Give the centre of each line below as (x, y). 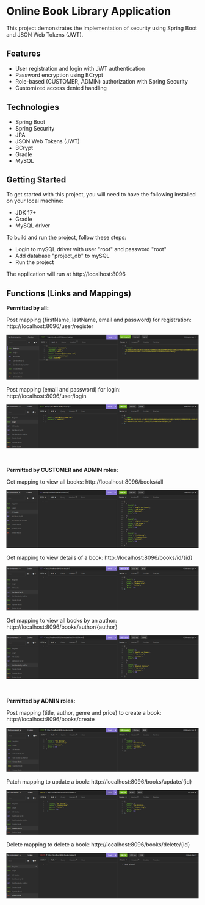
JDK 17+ (26, 213)
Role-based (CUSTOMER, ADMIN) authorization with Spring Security (101, 81)
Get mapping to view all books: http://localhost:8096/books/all (85, 482)
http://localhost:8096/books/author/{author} (62, 627)
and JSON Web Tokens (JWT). (45, 34)
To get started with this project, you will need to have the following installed (101, 195)
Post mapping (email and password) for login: (63, 389)
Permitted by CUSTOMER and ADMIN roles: (62, 470)
